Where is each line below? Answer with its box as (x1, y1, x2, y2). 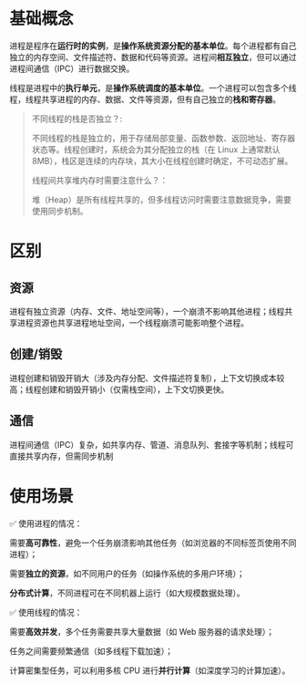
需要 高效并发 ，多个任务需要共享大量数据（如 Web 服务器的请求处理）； (9, 626, 275, 637)
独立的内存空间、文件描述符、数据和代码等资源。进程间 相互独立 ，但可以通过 (9, 51, 297, 62)
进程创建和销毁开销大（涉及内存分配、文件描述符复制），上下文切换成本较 (9, 372, 285, 383)
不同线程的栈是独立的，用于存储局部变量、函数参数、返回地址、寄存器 (31, 132, 296, 143)
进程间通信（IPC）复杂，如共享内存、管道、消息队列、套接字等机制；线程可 (9, 439, 294, 450)
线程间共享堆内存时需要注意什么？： (31, 174, 168, 185)
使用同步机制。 (31, 205, 88, 216)
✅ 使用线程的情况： (9, 606, 83, 617)
